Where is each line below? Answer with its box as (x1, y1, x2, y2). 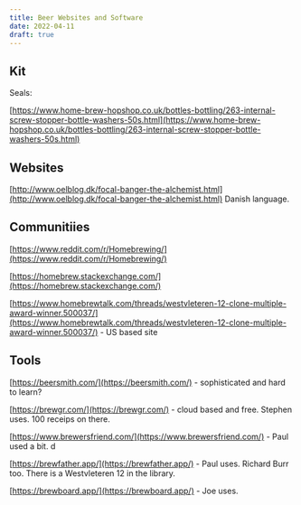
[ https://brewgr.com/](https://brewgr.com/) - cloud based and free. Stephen (9, 404, 292, 415)
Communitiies (9, 220, 90, 235)
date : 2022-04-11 (9, 22, 75, 31)
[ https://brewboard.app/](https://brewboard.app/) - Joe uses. (9, 485, 239, 496)
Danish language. (224, 193, 290, 204)
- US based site (99, 326, 158, 337)
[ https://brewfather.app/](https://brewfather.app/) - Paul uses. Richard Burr (9, 458, 289, 469)
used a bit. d (9, 440, 56, 452)
